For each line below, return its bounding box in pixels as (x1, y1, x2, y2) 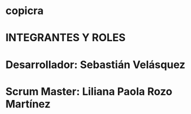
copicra (5, 4, 44, 18)
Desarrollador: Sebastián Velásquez (5, 58, 186, 71)
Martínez (5, 97, 51, 110)
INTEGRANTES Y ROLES (5, 31, 126, 45)
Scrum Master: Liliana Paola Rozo (5, 85, 173, 98)
